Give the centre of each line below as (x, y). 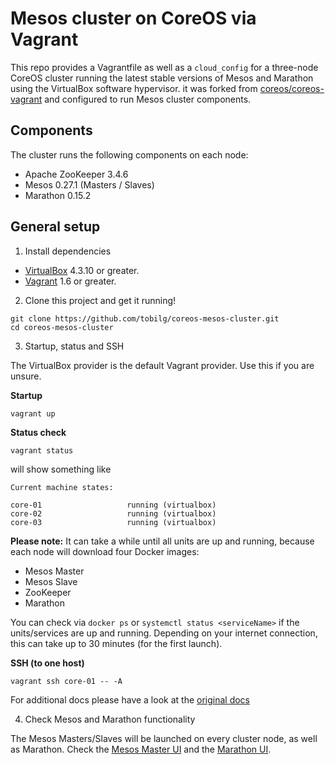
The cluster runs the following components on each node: (129, 154)
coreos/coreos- (292, 88)
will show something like (61, 469)
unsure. (26, 376)
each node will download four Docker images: (105, 551)
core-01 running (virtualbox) (113, 505)
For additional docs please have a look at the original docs (130, 699)
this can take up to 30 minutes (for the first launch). (116, 643)
